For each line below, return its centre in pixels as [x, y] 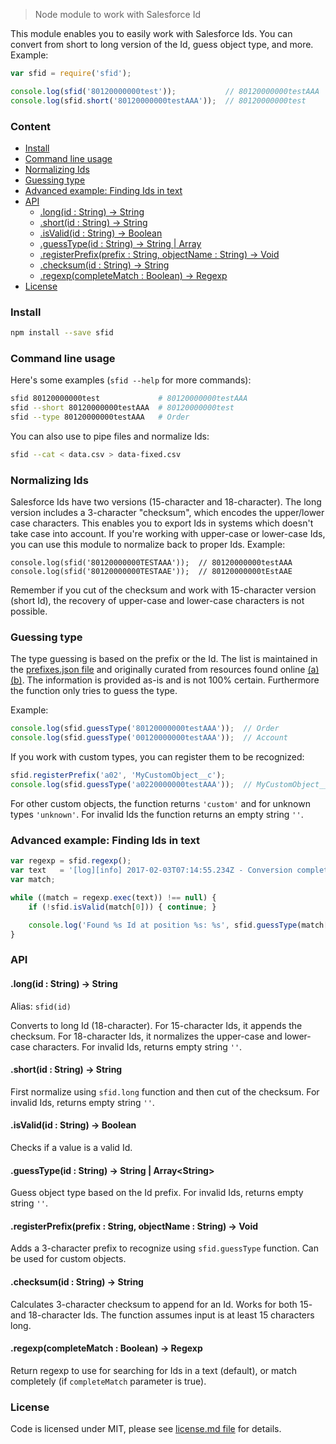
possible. [29, 611]
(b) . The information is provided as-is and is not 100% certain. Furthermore [165, 680]
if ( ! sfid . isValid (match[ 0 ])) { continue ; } [122, 907]
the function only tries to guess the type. [94, 691]
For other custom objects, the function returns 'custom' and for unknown [160, 803]
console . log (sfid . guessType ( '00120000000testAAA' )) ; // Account [149, 738]
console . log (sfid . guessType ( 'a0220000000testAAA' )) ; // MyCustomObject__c [171, 785]
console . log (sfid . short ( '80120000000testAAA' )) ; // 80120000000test [158, 100]
